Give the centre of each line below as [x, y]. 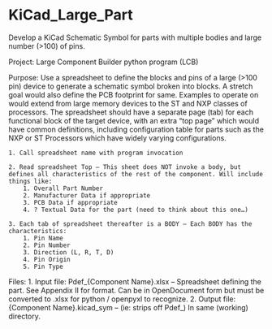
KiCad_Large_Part [71, 15]
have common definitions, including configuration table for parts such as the [136, 129]
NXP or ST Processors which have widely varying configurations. [118, 138]
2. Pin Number [47, 245]
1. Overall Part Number [63, 188]
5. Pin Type [43, 266]
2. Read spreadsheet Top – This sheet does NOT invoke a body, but [125, 167]
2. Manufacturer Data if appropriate [87, 195]
